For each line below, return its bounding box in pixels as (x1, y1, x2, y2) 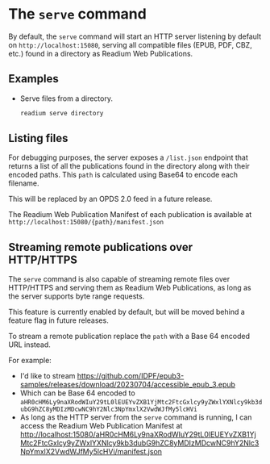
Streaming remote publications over (8, 240, 193, 254)
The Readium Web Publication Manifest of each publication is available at (8, 210, 252, 219)
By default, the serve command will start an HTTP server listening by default (8, 31, 262, 41)
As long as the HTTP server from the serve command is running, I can (19, 412, 252, 422)
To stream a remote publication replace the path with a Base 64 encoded (8, 332, 251, 341)
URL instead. (8, 340, 51, 349)
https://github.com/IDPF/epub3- (77, 371, 185, 381)
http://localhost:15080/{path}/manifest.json (8, 219, 164, 227)
